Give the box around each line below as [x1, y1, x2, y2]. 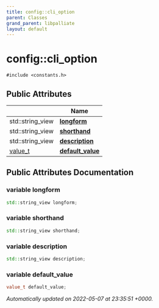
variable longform [6, 186, 61, 194]
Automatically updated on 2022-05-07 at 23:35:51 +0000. [6, 295, 154, 303]
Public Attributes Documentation [6, 167, 134, 178]
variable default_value [6, 270, 73, 279]
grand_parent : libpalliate [6, 20, 75, 26]
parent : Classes [6, 15, 48, 21]
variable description [6, 242, 68, 250]
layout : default [6, 26, 48, 32]
